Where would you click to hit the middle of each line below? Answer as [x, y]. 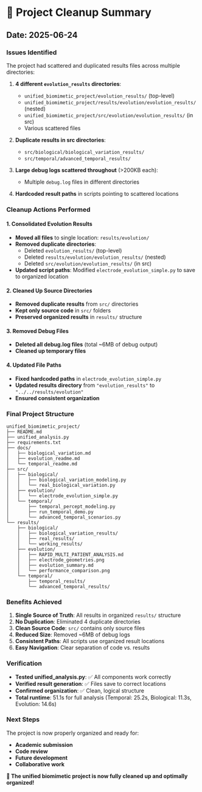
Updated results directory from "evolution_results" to [85, 385]
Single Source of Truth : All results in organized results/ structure [98, 615]
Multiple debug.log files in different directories [82, 182]
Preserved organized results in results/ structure [78, 317]
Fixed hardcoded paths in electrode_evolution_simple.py [88, 378]
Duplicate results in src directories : [61, 140]
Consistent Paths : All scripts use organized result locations [90, 641]
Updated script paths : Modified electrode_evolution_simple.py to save [105, 270]
